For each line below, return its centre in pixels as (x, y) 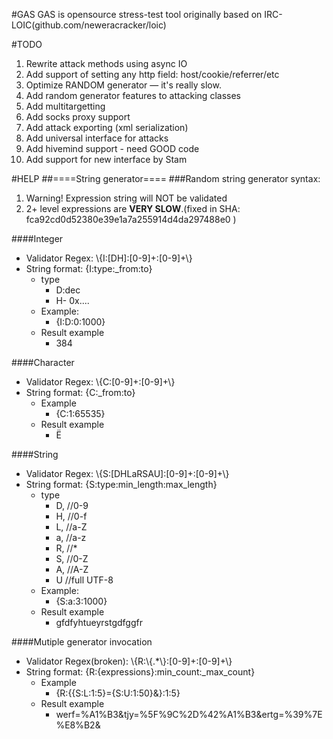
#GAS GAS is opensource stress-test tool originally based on (137, 14)
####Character (43, 362)
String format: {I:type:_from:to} (89, 268)
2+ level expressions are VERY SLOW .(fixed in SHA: (133, 208)
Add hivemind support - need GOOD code (112, 148)
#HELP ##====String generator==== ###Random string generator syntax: (166, 178)
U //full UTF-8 (84, 580)
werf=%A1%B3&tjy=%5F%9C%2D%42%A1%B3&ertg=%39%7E (189, 714)
